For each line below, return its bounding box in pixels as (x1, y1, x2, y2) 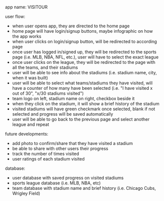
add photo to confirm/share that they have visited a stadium (12, 141, 133, 146)
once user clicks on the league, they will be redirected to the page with (12, 60, 156, 65)
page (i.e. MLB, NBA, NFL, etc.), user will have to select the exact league (12, 54, 159, 60)
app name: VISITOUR (5, 4, 48, 10)
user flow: (5, 14, 25, 19)
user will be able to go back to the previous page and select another (12, 117, 150, 122)
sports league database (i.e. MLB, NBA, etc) (12, 180, 101, 186)
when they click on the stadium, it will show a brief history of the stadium (12, 101, 160, 106)
